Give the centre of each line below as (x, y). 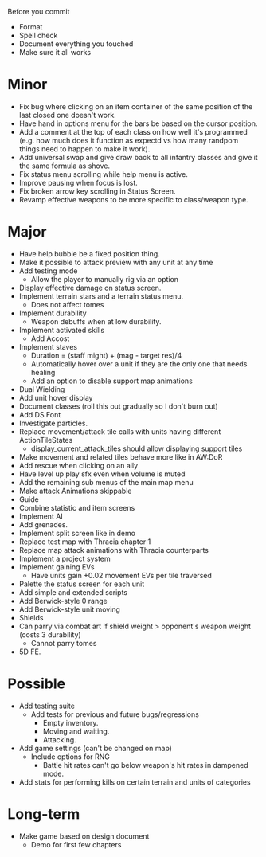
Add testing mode (48, 271)
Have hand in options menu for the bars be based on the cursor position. (138, 123)
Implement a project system (65, 558)
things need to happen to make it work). (84, 149)
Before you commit (39, 12)
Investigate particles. (53, 423)
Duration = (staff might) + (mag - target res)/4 (106, 355)
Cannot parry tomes (64, 643)
